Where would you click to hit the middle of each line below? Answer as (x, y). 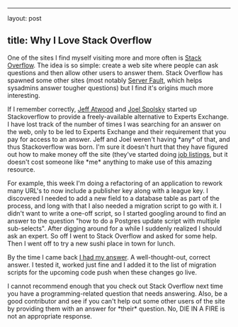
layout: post (24, 18)
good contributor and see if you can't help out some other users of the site (116, 301)
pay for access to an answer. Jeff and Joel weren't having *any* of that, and (119, 139)
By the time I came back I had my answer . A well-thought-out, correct (109, 257)
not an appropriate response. (50, 316)
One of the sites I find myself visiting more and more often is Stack (104, 57)
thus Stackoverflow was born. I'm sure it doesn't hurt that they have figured (118, 147)
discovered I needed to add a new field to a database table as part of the (113, 198)
